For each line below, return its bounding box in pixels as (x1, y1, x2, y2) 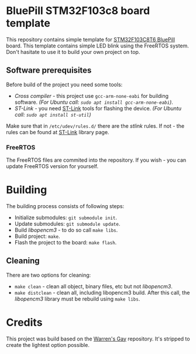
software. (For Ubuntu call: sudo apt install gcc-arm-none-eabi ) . (14, 98, 174, 105)
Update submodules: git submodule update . (14, 220, 121, 227)
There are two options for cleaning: (6, 271, 91, 278)
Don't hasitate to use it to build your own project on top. (6, 48, 140, 55)
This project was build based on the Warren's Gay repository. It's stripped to (6, 335, 190, 342)
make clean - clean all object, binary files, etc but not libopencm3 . (14, 282, 173, 290)
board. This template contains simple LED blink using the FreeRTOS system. (6, 42, 189, 49)
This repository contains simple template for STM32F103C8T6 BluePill (6, 36, 176, 43)
